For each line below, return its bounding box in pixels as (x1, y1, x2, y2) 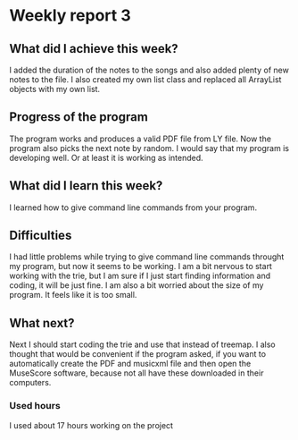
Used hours (9, 400, 61, 412)
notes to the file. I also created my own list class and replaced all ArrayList (9, 74, 282, 85)
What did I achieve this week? (9, 41, 178, 56)
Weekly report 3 (9, 5, 131, 26)
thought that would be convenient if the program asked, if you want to (9, 349, 266, 360)
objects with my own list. (9, 84, 101, 94)
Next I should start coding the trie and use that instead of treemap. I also (9, 339, 276, 350)
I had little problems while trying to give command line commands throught (9, 251, 285, 262)
